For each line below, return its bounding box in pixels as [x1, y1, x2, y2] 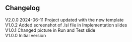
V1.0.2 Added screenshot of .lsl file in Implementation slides [5, 22, 128, 28]
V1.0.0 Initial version [5, 32, 46, 38]
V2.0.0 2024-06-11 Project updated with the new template [5, 17, 124, 22]
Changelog [5, 4, 40, 12]
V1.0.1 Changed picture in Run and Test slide [5, 27, 96, 33]
